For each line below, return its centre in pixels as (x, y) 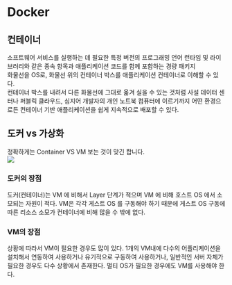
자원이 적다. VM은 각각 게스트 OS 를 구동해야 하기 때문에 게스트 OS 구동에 (125, 204)
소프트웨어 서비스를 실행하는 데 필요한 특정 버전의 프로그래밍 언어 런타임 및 (108, 57)
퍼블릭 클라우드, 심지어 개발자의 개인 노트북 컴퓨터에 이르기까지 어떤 (111, 101)
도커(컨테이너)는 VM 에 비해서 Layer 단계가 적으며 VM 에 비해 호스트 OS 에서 (111, 195)
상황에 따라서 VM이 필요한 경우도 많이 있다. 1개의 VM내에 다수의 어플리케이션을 (114, 248)
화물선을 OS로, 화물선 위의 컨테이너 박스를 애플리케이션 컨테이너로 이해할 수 (109, 75)
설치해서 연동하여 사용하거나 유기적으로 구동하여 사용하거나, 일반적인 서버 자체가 (115, 257)
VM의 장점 (24, 232)
